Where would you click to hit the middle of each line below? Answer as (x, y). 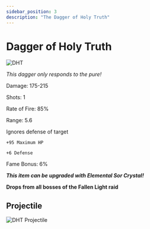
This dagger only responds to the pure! (54, 74)
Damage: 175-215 (27, 86)
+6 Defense (20, 153)
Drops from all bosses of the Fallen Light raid (62, 187)
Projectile (24, 206)
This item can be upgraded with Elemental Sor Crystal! (75, 176)
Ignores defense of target (37, 132)
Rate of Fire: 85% (28, 109)
